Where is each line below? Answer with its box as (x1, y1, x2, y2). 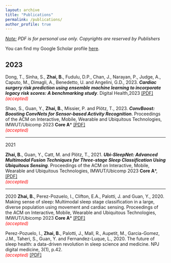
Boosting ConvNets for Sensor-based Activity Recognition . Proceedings (5, 111, 161, 117)
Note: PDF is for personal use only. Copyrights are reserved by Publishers (5, 36, 160, 42)
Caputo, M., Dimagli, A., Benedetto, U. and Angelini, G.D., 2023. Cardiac (5, 80, 157, 86)
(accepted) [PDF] (5, 252, 42, 258)
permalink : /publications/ (5, 17, 63, 22)
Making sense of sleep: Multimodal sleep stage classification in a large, (5, 199, 155, 205)
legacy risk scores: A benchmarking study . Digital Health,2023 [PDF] (5, 90, 154, 96)
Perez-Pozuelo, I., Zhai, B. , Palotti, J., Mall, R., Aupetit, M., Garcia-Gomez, (5, 230, 160, 236)
